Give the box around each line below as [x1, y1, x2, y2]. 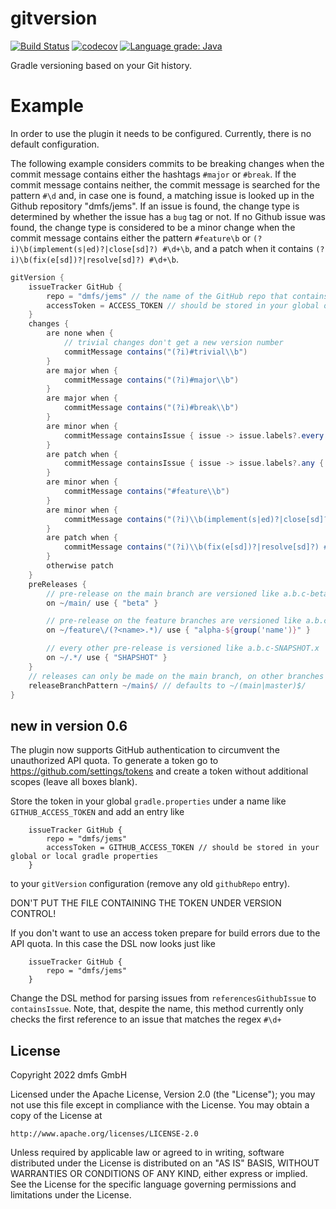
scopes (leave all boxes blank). [10, 776, 138, 788]
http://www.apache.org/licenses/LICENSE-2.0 [10, 1129, 199, 1139]
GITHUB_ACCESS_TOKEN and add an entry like [10, 806, 185, 818]
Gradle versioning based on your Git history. [10, 59, 193, 71]
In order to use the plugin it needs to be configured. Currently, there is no [10, 127, 312, 139]
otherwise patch [46, 561, 114, 571]
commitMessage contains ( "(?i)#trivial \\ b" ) [63, 347, 248, 357]
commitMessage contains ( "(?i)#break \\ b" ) [63, 403, 240, 413]
